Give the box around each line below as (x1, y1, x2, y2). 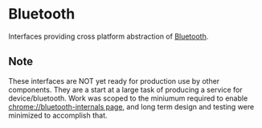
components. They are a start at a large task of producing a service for (8, 85, 243, 94)
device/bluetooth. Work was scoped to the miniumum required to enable (8, 93, 248, 103)
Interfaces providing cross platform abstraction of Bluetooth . (8, 31, 209, 41)
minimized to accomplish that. (8, 110, 108, 120)
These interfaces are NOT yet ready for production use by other (8, 76, 220, 85)
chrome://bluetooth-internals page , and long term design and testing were (8, 101, 255, 111)
